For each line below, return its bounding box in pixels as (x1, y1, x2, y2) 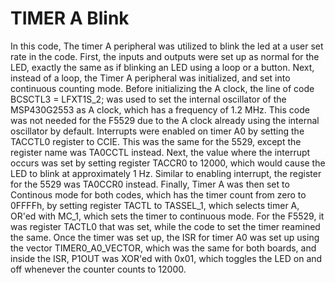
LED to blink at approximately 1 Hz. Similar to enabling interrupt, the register (10, 167, 322, 179)
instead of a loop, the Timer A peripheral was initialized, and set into (10, 72, 291, 84)
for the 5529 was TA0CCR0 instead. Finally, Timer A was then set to (10, 178, 290, 190)
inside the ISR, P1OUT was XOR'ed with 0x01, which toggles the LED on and (10, 252, 323, 264)
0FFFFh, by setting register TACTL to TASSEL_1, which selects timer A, (10, 199, 300, 211)
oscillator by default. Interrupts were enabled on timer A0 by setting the (10, 125, 305, 137)
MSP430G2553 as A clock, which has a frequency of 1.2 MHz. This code (10, 103, 310, 116)
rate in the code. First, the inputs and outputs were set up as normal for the (10, 50, 320, 62)
